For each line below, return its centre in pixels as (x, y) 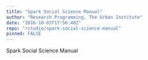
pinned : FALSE (24, 34)
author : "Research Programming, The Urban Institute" (75, 17)
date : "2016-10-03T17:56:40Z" (44, 23)
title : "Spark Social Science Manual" (54, 12)
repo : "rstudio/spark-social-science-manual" (64, 28)
